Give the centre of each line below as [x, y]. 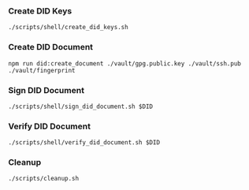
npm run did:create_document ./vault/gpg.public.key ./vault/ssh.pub [125, 63]
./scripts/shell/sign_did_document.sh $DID [81, 106]
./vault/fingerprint [42, 70]
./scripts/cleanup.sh [44, 179]
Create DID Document [50, 47]
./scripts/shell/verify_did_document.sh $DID [84, 143]
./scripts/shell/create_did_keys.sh [68, 28]
